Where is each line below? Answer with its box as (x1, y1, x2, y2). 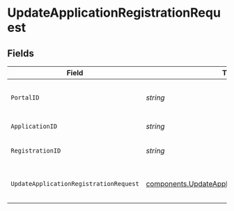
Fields (7, 47, 35, 59)
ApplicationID (10, 123, 58, 130)
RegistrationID (10, 147, 61, 155)
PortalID (10, 94, 40, 102)
